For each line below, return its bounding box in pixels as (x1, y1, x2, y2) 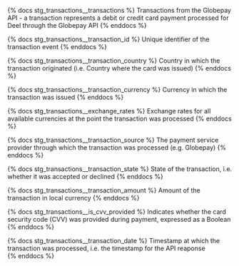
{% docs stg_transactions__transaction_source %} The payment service (7, 135, 219, 144)
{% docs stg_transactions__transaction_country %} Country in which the (7, 56, 220, 65)
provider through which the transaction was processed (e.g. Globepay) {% (7, 143, 227, 152)
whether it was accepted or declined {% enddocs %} (7, 173, 164, 180)
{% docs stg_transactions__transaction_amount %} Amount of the (7, 186, 201, 195)
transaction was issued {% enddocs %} (7, 93, 124, 101)
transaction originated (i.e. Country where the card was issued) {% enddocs (7, 64, 232, 72)
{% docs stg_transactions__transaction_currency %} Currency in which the (7, 86, 228, 93)
